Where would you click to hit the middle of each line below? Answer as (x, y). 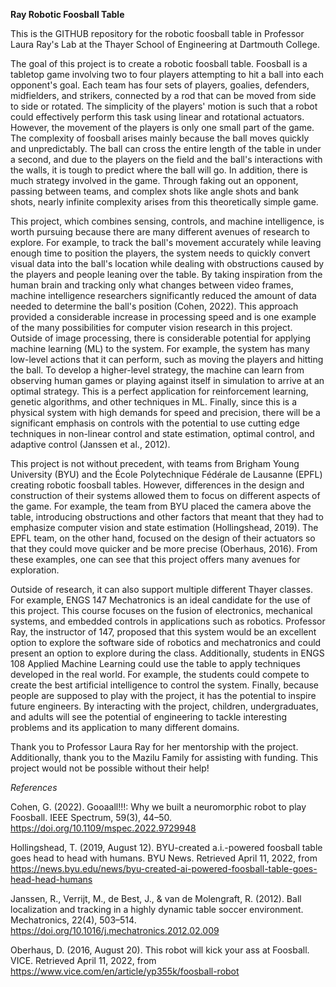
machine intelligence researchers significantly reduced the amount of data (163, 295)
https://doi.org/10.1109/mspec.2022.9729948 (103, 828)
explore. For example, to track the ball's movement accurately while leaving (166, 242)
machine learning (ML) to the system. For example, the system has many (160, 348)
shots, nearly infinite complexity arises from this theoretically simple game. (164, 202)
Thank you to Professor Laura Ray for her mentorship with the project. (154, 747)
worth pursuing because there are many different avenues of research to (160, 232)
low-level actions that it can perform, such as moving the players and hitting (167, 359)
